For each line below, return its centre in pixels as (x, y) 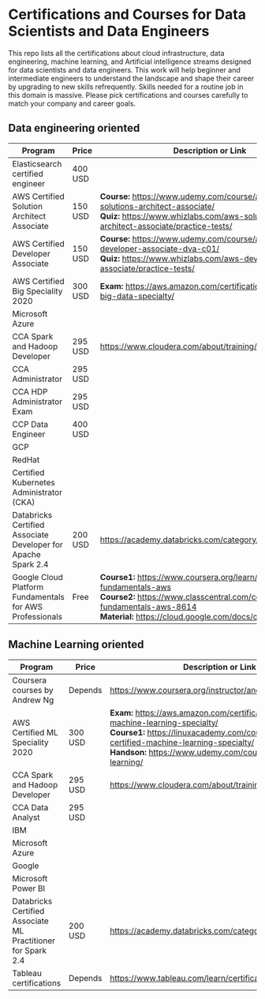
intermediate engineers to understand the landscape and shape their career (131, 78)
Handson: (129, 752)
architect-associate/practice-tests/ (166, 226)
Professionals (37, 616)
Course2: (118, 597)
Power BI (29, 888)
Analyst (26, 817)
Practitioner (34, 941)
